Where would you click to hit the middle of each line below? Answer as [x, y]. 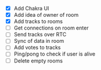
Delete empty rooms [38, 61]
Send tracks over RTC [40, 35]
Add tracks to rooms [38, 21]
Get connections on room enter [51, 28]
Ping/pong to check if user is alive [55, 54]
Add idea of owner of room [46, 15]
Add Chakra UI [31, 8]
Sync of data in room [39, 41]
